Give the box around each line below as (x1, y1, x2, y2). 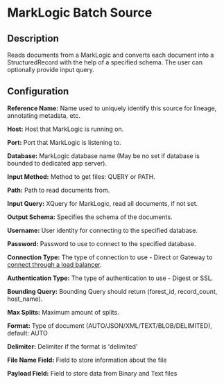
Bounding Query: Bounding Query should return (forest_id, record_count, (7, 287, 218, 295)
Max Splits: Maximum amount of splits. (7, 308, 119, 316)
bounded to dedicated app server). (7, 159, 107, 167)
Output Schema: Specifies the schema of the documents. (7, 213, 173, 221)
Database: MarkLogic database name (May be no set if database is (7, 151, 200, 160)
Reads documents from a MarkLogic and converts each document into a (7, 51, 214, 59)
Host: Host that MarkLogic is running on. (7, 125, 124, 133)
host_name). (7, 295, 43, 303)
